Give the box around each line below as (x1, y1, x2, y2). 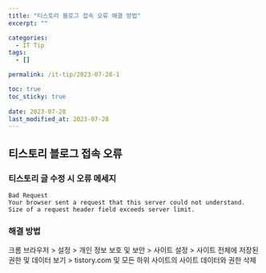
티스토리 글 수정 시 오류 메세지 (8, 173, 117, 184)
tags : (8, 49, 26, 57)
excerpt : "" (8, 19, 48, 27)
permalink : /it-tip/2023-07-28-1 (8, 71, 120, 79)
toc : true (8, 85, 42, 93)
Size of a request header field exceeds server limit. (8, 206, 195, 214)
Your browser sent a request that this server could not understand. (8, 198, 246, 206)
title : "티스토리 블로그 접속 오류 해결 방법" (8, 11, 142, 20)
